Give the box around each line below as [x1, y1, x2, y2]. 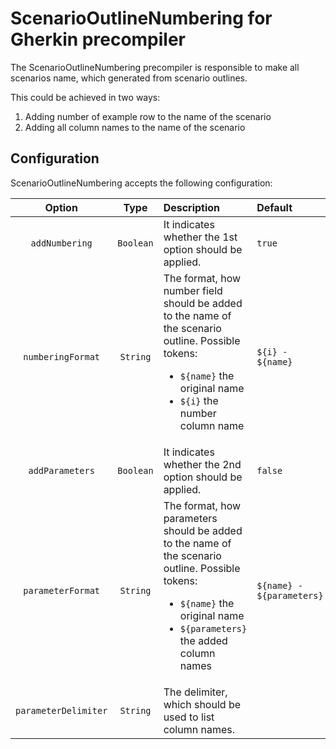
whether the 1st [163, 230, 238, 244]
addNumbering [30, 237, 93, 249]
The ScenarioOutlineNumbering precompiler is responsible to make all [10, 61, 300, 73]
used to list [163, 710, 215, 724]
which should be [163, 697, 242, 711]
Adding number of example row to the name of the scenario [24, 110, 272, 122]
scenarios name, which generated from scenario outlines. [10, 72, 248, 84]
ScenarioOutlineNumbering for [10, 7, 273, 30]
